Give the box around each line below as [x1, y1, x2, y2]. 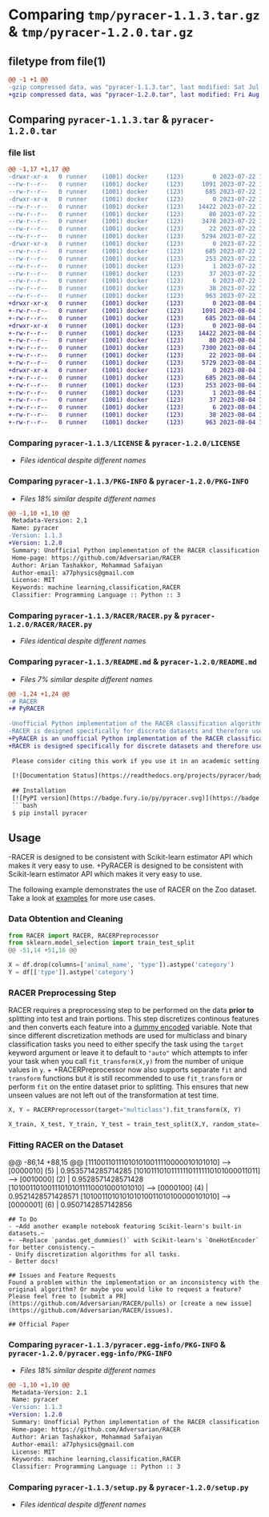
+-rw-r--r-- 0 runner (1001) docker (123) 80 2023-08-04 [8, 336, 256, 345]
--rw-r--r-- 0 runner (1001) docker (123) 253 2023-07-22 [8, 255, 256, 263]
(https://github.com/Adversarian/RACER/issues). [8, 1306, 174, 1314]
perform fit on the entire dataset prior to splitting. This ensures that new [8, 1082, 250, 1092]
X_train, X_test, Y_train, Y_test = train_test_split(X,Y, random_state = [8, 1121, 260, 1129]
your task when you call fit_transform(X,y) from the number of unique [8, 1057, 244, 1066]
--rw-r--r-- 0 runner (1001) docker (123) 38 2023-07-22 [8, 284, 256, 293]
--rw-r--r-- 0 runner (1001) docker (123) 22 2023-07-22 [8, 225, 256, 233]
